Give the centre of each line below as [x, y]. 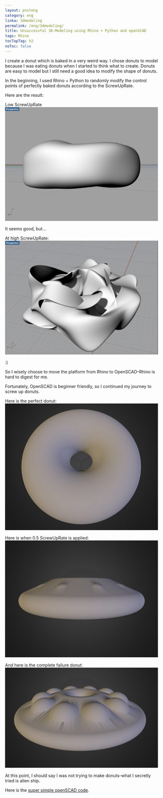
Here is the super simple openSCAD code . [47, 790]
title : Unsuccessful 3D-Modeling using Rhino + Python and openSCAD [76, 31]
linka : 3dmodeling [24, 20]
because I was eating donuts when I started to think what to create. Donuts [80, 66]
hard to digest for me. [27, 377]
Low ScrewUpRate [24, 104]
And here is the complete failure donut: [44, 665]
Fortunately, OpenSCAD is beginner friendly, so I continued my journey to [78, 387]
